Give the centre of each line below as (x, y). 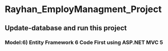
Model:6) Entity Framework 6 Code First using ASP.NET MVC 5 (84, 42)
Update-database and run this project (66, 28)
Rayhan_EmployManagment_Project (83, 9)
